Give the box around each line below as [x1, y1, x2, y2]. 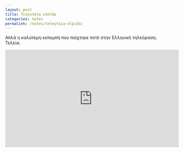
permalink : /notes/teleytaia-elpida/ [5, 21, 83, 26]
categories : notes [5, 16, 43, 21]
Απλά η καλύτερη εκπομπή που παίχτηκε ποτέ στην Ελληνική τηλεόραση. [5, 35, 157, 41]
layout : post [5, 7, 32, 12]
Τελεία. [5, 40, 21, 46]
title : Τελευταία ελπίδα [5, 12, 57, 17]
